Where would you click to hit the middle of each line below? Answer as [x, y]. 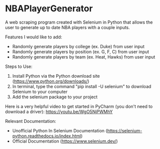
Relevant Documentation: [31, 121]
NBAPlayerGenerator [49, 9]
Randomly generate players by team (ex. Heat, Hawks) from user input [84, 57]
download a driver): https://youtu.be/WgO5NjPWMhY [59, 112]
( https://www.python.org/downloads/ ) [51, 81]
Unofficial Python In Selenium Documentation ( [60, 130]
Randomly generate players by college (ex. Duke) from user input [78, 46]
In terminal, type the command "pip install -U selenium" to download [82, 86]
